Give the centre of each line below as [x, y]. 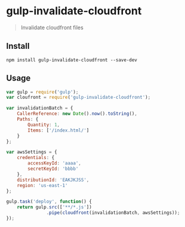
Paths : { [28, 119]
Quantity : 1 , [44, 125]
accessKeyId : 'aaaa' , [55, 163]
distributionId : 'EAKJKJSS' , [53, 180]
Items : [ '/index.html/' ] [58, 130]
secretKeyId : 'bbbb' [53, 169]
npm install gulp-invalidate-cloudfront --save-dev [72, 60]
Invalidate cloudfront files [52, 27]
